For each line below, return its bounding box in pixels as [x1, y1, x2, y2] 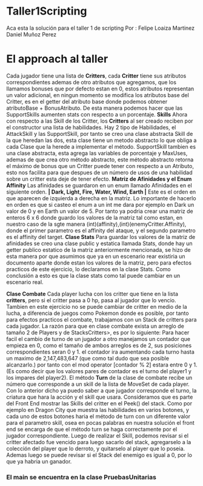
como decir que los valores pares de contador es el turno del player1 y [15, 367, 192, 374]
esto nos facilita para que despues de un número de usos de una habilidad [6, 169, 193, 176]
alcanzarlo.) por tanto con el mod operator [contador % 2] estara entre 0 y [6, 361, 193, 368]
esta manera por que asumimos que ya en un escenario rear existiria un [6, 252, 186, 260]
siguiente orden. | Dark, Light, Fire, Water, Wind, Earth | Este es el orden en [6, 188, 196, 195]
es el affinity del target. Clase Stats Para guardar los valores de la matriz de [6, 233, 196, 240]
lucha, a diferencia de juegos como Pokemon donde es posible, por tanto [6, 309, 189, 317]
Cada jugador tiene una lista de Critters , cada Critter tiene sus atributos [6, 72, 187, 79]
